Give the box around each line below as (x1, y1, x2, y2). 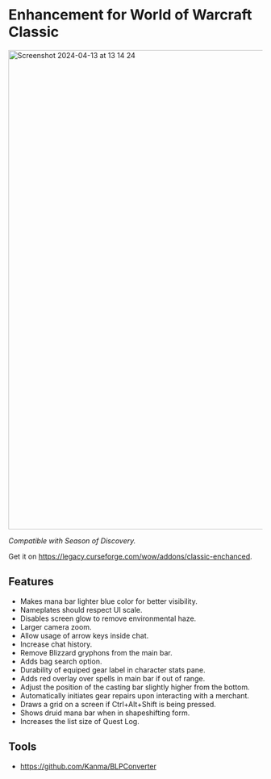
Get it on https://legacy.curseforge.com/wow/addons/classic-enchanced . (8, 551, 252, 561)
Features (8, 575, 54, 588)
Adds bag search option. (19, 656, 102, 666)
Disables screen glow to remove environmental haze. (19, 614, 197, 623)
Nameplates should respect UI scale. (19, 605, 143, 614)
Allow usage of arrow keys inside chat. (19, 630, 149, 640)
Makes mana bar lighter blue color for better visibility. (19, 596, 198, 606)
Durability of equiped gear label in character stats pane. (19, 664, 206, 675)
